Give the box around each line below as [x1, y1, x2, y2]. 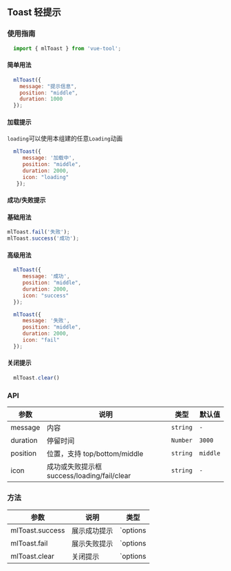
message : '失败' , [22, 318, 70, 324]
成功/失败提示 [7, 196, 46, 205]
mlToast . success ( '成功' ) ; [7, 235, 80, 242]
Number [170, 437, 192, 444]
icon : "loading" [22, 174, 69, 180]
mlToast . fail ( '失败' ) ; [7, 229, 70, 236]
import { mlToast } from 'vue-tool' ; [13, 45, 122, 52]
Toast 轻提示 [7, 6, 62, 19]
